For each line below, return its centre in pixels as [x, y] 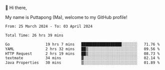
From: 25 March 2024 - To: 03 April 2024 [49, 26]
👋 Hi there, [16, 8]
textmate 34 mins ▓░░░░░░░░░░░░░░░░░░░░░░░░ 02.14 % [82, 58]
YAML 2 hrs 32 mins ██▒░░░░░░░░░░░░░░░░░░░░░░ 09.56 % [82, 49]
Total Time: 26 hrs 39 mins [34, 35]
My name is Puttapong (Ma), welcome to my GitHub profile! [66, 17]
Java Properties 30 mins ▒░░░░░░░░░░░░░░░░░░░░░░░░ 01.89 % [82, 63]
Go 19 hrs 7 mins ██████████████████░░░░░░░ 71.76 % [82, 44]
